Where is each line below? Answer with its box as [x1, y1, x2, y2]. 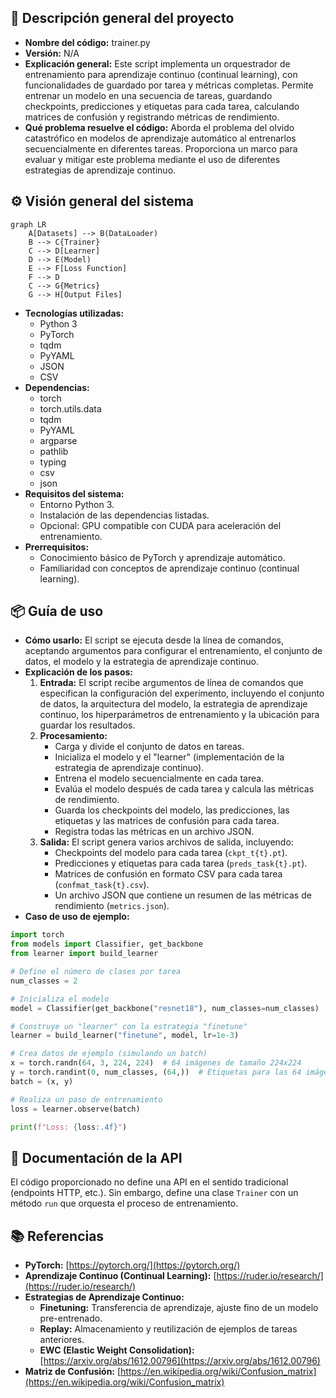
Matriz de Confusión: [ [24, 1366, 122, 1378]
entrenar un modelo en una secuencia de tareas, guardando [24, 89, 273, 101]
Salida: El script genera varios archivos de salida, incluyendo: [39, 836, 294, 848]
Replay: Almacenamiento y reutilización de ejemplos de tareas [39, 1323, 298, 1335]
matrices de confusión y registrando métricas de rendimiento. [24, 111, 280, 123]
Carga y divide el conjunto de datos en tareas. [54, 741, 245, 753]
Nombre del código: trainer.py [24, 36, 151, 48]
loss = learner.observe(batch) [10, 1104, 141, 1114]
